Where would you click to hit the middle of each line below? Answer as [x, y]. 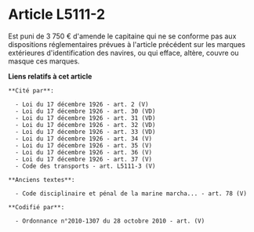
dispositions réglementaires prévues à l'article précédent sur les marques [127, 44]
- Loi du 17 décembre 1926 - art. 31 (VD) [85, 118]
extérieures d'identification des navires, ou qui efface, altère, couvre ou [123, 53]
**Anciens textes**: [42, 179]
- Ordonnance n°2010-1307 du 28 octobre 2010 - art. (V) [110, 221]
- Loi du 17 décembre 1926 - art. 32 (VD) [85, 125]
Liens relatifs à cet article [50, 76]
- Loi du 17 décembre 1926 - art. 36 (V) [84, 152]
